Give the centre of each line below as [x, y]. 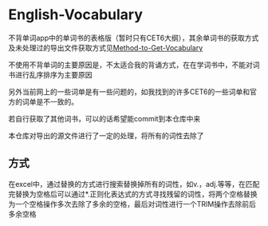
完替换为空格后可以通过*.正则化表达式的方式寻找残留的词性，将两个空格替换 [133, 194]
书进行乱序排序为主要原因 [50, 74]
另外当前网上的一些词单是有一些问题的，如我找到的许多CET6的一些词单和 [129, 91]
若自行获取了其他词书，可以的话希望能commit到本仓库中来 [104, 118]
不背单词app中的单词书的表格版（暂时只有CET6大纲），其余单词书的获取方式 [134, 38]
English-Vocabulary [76, 15]
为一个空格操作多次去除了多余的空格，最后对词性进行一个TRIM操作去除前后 [132, 204]
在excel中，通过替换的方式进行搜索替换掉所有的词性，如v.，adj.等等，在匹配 [134, 184]
